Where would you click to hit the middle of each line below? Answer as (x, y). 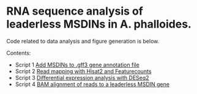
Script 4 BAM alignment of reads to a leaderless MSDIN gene (92, 84)
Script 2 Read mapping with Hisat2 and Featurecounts (83, 71)
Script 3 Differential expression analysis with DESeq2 (82, 78)
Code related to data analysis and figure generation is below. (83, 41)
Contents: (19, 52)
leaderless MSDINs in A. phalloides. (99, 24)
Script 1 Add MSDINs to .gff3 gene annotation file (77, 65)
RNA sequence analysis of (75, 11)
